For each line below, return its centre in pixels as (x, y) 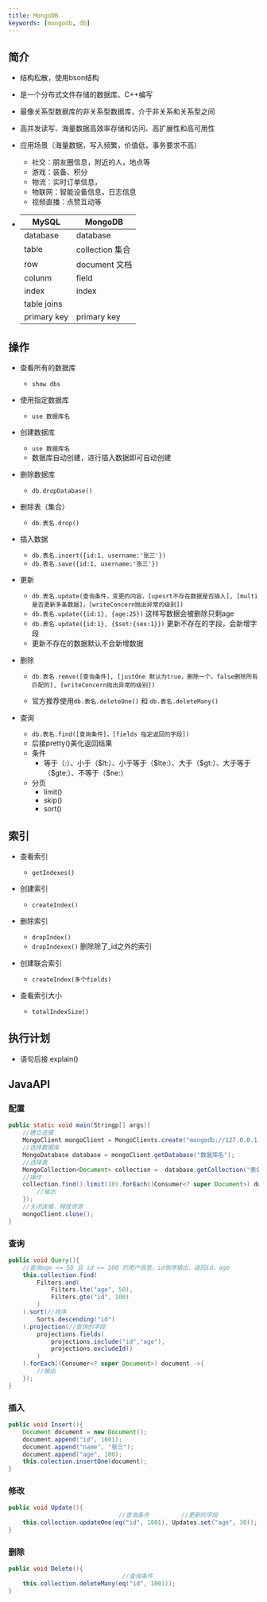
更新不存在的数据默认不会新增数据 (87, 644)
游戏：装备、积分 (60, 172)
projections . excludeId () (92, 1349)
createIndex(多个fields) (72, 979)
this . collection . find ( (60, 1275)
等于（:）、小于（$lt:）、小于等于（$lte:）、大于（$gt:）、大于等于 (147, 763)
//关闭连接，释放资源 (53, 1207)
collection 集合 (103, 250)
